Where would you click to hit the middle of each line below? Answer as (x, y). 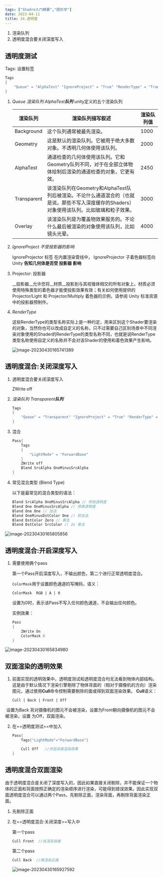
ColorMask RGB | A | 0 (36, 593)
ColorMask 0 (33, 636)
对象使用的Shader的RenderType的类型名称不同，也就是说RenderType (86, 334)
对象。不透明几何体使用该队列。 (83, 148)
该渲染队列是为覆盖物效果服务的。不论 (91, 219)
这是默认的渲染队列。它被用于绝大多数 (91, 140)
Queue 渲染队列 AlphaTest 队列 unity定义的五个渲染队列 (67, 101)
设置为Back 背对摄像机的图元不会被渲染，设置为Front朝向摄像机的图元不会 (81, 710)
